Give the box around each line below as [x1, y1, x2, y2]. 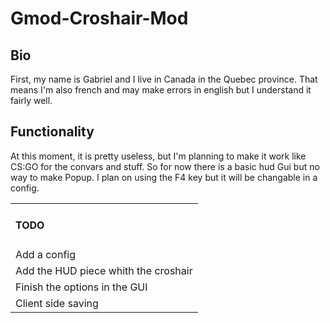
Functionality [10, 123, 95, 141]
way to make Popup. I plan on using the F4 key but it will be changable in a [10, 171, 318, 183]
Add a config [15, 248, 77, 262]
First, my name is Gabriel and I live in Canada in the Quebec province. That [10, 73, 318, 85]
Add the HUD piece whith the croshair [15, 264, 193, 278]
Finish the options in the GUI [15, 280, 148, 294]
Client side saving [15, 297, 99, 311]
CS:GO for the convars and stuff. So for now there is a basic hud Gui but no [10, 160, 320, 172]
